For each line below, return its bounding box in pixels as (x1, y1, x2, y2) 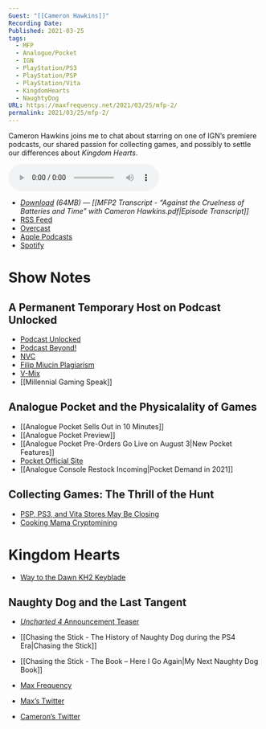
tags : (8, 34, 27, 43)
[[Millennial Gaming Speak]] (19, 377, 113, 387)
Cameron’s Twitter (19, 712, 81, 722)
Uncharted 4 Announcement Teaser (19, 616, 140, 627)
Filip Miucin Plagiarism (19, 360, 95, 370)
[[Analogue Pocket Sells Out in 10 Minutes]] (19, 421, 165, 431)
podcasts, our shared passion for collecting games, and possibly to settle (8, 140, 252, 149)
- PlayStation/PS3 (15, 64, 78, 72)
